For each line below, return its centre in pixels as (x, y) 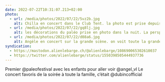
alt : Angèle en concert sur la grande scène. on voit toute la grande (88, 42)
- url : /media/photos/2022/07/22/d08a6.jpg (55, 37)
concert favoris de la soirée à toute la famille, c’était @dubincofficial (74, 75)
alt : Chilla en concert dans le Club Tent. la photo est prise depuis (88, 23)
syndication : (18, 46)
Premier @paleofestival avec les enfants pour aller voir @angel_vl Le (74, 69)
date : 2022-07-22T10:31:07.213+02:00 (44, 10)
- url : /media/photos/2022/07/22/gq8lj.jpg (55, 28)
